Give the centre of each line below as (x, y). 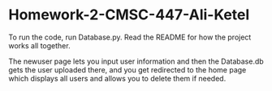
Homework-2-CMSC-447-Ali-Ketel (129, 15)
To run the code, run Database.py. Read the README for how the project (130, 37)
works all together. (39, 45)
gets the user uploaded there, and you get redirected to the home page (127, 69)
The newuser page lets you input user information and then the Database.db (136, 61)
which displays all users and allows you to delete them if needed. (117, 78)
